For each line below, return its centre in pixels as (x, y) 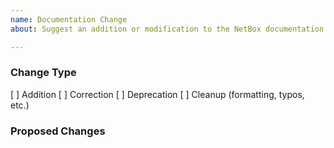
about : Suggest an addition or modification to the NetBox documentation (167, 29)
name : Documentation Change (69, 19)
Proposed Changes (58, 131)
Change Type (43, 73)
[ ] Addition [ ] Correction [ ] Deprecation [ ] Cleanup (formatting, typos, (157, 94)
